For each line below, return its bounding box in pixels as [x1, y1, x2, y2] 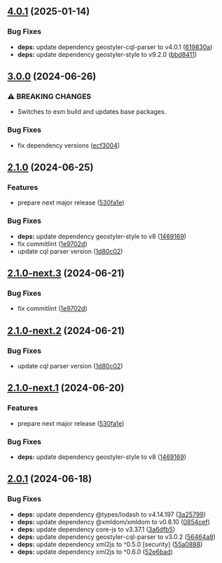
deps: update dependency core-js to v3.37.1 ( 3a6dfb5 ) [17, 525, 176, 533]
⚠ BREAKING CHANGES [7, 91, 92, 101]
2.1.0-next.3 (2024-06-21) [7, 267, 125, 280]
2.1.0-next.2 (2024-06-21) [7, 325, 125, 337]
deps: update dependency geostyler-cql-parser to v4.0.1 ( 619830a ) [17, 42, 213, 51]
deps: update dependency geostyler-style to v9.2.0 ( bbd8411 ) [17, 50, 197, 58]
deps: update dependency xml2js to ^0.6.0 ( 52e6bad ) [17, 548, 174, 556]
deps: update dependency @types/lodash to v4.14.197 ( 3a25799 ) [17, 510, 207, 519]
